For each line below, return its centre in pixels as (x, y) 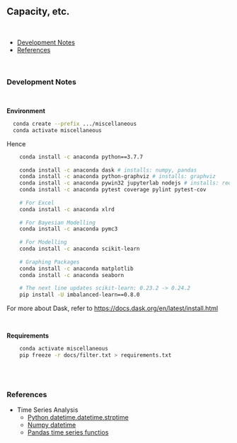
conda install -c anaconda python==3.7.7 (81, 157)
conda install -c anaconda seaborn (72, 275)
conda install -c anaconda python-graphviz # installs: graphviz (118, 177)
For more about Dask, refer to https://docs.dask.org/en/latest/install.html (112, 308)
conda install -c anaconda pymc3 (69, 229)
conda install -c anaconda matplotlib (76, 268)
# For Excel (37, 203)
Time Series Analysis (47, 410)
